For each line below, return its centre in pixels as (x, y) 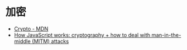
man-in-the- (166, 35)
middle (22, 41)
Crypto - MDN (31, 29)
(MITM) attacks (50, 41)
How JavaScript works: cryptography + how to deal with (82, 35)
